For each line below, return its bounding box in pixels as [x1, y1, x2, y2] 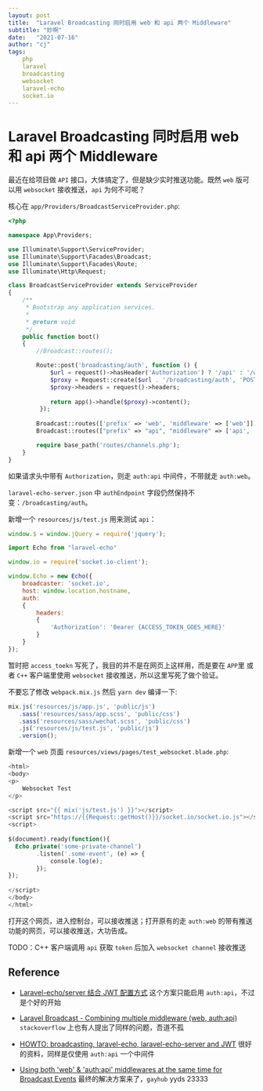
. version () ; [18, 732, 58, 740]
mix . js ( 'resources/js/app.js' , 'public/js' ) [8, 702, 156, 710]
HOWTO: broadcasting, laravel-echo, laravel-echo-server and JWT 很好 [19, 1039, 252, 1049]
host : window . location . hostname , [22, 586, 131, 595]
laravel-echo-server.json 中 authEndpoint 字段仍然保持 [8, 487, 189, 497]
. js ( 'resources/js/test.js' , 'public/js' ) [18, 724, 159, 732]
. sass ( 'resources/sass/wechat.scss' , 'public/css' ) [18, 717, 191, 725]
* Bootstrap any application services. [25, 304, 156, 312]
